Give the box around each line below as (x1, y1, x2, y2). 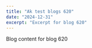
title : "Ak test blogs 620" (6, 8, 75, 15)
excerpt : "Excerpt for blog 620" (6, 19, 87, 25)
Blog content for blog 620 (6, 36, 68, 43)
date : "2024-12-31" (6, 14, 54, 20)
